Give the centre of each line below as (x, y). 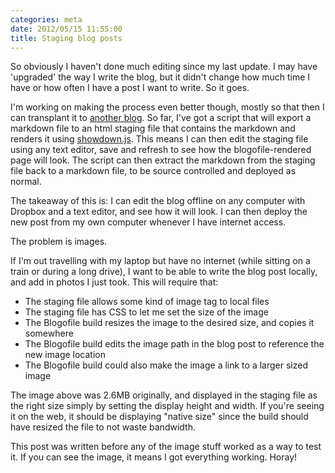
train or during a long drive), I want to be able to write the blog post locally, (164, 272)
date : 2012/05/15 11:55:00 (66, 29)
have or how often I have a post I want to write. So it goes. (130, 88)
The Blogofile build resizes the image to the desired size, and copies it (169, 323)
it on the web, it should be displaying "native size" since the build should (159, 417)
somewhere (49, 333)
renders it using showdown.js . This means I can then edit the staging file (159, 139)
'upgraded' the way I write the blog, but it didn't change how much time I (160, 77)
